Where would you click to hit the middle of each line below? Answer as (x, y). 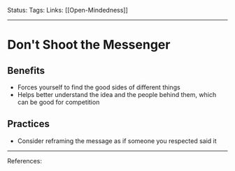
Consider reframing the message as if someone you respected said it (117, 141)
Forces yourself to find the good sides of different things (99, 87)
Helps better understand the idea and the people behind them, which (117, 95)
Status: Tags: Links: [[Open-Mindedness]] (67, 10)
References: (24, 161)
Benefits (26, 70)
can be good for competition (58, 102)
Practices (29, 124)
